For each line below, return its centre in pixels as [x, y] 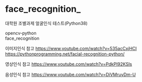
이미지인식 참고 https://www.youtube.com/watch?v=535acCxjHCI [71, 48]
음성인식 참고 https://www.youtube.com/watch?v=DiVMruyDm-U [71, 74]
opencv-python [21, 33]
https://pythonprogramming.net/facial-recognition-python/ [65, 54]
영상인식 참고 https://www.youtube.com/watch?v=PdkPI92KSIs [69, 64]
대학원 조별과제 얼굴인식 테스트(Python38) [47, 23]
